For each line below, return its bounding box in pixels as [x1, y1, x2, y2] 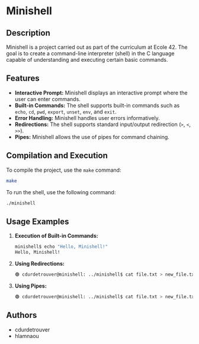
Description [6, 28, 50, 38]
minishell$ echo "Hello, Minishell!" [14, 244, 108, 250]
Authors [6, 310, 37, 320]
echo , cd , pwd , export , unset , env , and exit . [14, 108, 117, 115]
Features [6, 73, 40, 84]
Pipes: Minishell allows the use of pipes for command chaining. [14, 133, 170, 140]
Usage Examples [6, 216, 69, 226]
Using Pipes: [14, 282, 47, 289]
